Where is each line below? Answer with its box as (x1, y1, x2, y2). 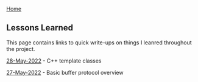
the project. (6, 45, 35, 52)
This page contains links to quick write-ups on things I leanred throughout (6, 39, 192, 46)
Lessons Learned (6, 22, 73, 33)
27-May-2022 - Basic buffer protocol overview (6, 69, 124, 76)
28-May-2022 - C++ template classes (6, 57, 102, 64)
